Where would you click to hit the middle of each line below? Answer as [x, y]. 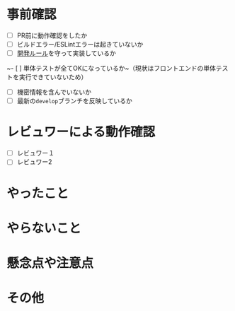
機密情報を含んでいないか [54, 92]
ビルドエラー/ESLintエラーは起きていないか [80, 44]
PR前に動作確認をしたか [52, 35]
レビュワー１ [35, 153]
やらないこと [44, 228]
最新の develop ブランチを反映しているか [74, 101]
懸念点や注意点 [50, 263]
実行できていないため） [53, 77]
